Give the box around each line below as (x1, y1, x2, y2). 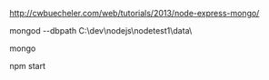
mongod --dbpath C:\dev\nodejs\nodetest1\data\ (9, 25, 193, 35)
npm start (9, 61, 46, 71)
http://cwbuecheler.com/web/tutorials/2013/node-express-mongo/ (9, 8, 260, 18)
